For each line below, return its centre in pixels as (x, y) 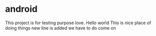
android (21, 9)
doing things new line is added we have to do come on (60, 28)
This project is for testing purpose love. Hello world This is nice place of (78, 23)
